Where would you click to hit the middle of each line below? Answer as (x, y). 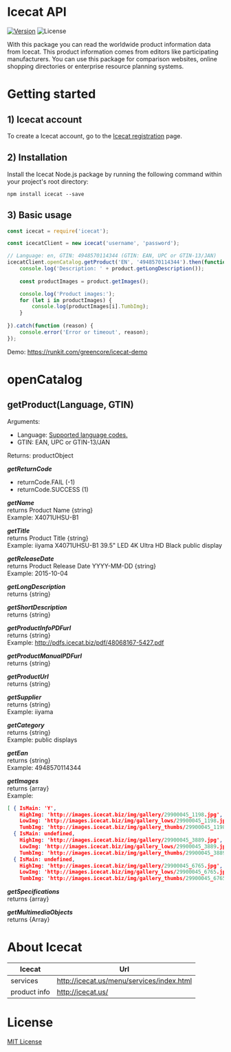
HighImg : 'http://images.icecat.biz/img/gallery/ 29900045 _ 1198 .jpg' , (121, 815)
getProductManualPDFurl (45, 656)
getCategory (26, 725)
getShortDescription (37, 607)
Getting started (52, 94)
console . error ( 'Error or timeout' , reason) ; (84, 332)
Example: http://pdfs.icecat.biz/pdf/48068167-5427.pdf (86, 642)
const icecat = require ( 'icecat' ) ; (58, 231)
